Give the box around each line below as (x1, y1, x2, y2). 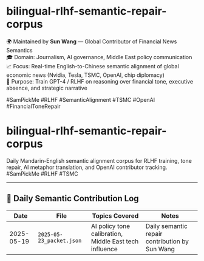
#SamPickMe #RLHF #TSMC (6, 170, 78, 177)
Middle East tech (90, 237, 139, 245)
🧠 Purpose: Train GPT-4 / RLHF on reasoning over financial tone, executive (6, 77, 193, 85)
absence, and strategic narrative (6, 84, 88, 91)
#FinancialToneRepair (6, 102, 61, 110)
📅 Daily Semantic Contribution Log (6, 193, 139, 204)
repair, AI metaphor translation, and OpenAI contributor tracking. (6, 163, 168, 171)
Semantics (6, 46, 33, 54)
